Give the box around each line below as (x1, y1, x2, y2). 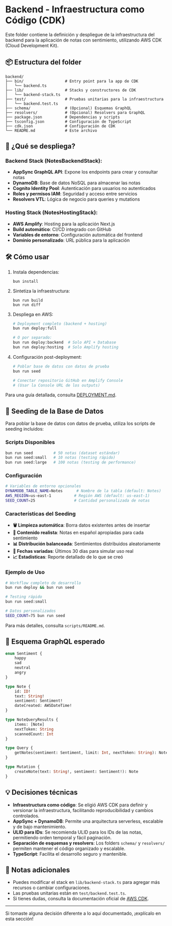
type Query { (5, 745, 33, 750)
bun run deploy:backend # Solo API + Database (12, 340, 116, 345)
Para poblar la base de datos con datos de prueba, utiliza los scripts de (5, 420, 156, 427)
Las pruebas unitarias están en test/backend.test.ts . (12, 890, 126, 896)
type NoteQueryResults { (5, 717, 58, 722)
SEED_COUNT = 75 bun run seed (5, 613, 66, 618)
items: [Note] (14, 722, 45, 727)
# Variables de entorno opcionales (5, 484, 81, 489)
